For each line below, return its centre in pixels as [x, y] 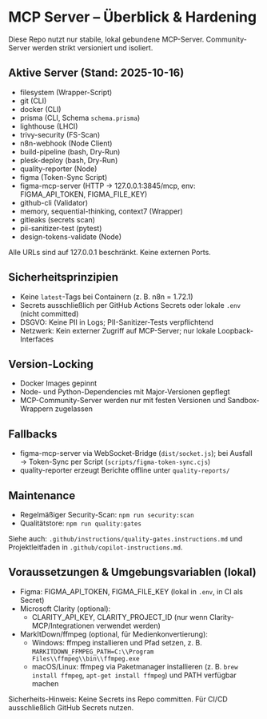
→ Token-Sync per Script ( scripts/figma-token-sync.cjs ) [115, 462]
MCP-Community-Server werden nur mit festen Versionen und [123, 401]
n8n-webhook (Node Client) [66, 143]
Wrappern [36, 409]
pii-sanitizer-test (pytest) [61, 228]
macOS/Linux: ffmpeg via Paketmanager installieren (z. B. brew [135, 666]
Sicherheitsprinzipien [63, 277]
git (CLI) [33, 101]
